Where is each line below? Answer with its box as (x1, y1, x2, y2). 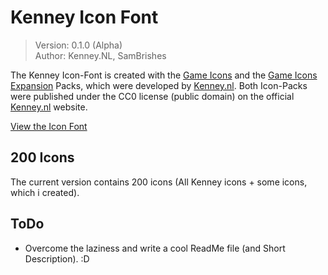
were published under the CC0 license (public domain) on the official (10, 90, 295, 102)
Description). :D (24, 252, 90, 265)
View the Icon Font (10, 120, 88, 132)
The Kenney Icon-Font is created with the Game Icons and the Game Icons (10, 69, 318, 81)
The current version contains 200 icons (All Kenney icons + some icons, (10, 176, 308, 188)
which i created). (10, 186, 80, 198)
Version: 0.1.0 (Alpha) (34, 39, 123, 51)
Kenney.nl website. (10, 101, 88, 113)
